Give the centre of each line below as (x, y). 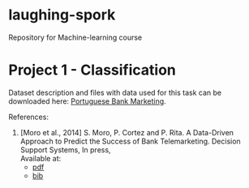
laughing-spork (62, 15)
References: (28, 117)
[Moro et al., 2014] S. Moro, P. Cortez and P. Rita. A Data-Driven (127, 132)
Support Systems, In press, (65, 150)
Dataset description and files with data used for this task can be (115, 92)
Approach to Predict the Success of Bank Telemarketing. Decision (130, 141)
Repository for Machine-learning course (75, 37)
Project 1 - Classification (92, 70)
